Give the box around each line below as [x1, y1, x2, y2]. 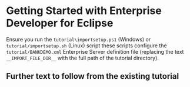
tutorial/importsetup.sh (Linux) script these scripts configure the [6, 42, 167, 49]
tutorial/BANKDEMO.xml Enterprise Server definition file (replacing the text [6, 48, 184, 55]
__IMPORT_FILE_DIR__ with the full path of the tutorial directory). [6, 54, 159, 61]
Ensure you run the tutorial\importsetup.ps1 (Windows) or [6, 36, 151, 43]
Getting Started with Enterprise [6, 4, 162, 18]
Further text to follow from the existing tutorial [6, 71, 179, 81]
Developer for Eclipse [6, 16, 114, 30]
